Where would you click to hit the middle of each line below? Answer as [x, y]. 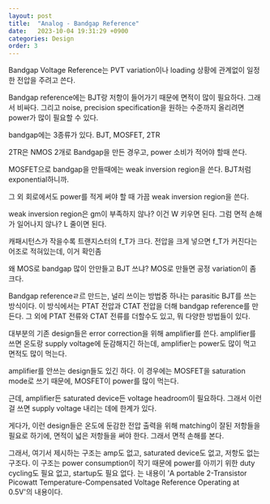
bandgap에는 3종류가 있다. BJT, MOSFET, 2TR [84, 135]
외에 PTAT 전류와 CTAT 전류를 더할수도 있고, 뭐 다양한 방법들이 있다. [142, 316]
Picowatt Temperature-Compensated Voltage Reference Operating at [124, 482]
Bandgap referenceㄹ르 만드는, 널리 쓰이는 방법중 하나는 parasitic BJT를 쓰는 [133, 296]
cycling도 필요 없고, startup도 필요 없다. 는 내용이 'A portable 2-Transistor [128, 473]
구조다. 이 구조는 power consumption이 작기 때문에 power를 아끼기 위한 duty [132, 463]
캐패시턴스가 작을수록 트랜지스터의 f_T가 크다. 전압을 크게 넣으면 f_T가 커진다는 [133, 241]
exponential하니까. [39, 180]
